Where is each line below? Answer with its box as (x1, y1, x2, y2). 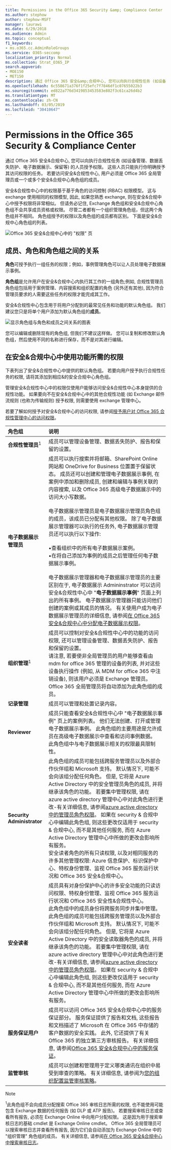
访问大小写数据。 (48, 493, 90, 500)
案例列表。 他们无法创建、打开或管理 (72, 717, 161, 724)
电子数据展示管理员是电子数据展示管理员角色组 (48, 507, 161, 515)
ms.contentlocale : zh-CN (5, 97, 58, 103)
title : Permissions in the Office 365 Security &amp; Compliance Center (5, 7, 163, 13)
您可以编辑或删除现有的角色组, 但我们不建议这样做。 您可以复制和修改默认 (5, 330, 161, 336)
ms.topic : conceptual (5, 36, 51, 41)
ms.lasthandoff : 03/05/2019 (5, 103, 65, 108)
